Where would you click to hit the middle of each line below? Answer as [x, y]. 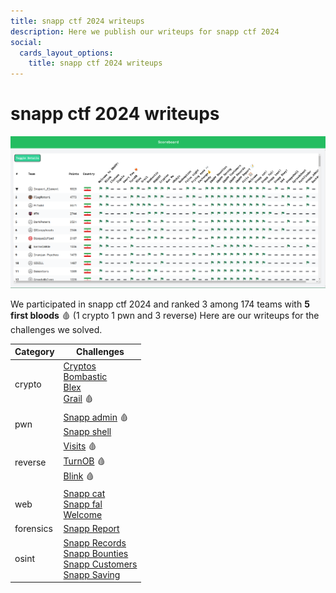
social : [26, 42]
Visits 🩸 [80, 446]
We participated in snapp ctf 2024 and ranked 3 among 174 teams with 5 [160, 304]
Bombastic [85, 377]
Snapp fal [83, 504]
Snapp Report [91, 529]
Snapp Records [95, 542]
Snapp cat [84, 494]
